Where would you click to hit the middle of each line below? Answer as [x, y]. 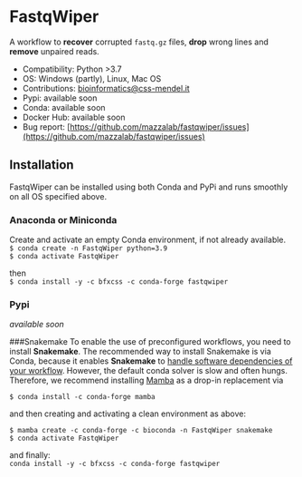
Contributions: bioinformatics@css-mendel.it [106, 88]
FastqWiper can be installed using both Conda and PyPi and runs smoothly [149, 187]
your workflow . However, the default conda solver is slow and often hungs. [148, 371]
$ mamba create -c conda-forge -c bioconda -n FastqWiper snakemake [141, 431]
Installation [42, 165]
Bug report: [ [46, 127]
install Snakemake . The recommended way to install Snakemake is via [140, 352]
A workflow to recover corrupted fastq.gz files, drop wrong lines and [139, 42]
